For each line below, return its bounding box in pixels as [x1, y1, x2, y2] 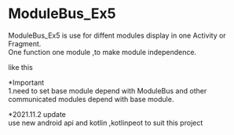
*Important [8, 78, 45, 87]
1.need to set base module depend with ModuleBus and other [8, 86, 207, 95]
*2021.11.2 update [8, 109, 67, 119]
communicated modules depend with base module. [8, 94, 174, 104]
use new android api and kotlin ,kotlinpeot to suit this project [8, 118, 203, 127]
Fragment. [8, 38, 42, 48]
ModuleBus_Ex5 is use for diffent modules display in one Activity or [8, 31, 226, 40]
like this [8, 62, 33, 71]
